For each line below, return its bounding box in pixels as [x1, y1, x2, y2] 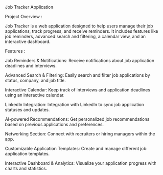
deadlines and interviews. [5, 63, 57, 68]
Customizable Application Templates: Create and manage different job [5, 146, 147, 151]
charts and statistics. [5, 166, 47, 171]
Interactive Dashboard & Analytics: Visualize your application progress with [5, 160, 157, 166]
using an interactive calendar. [5, 92, 65, 98]
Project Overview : [5, 14, 43, 19]
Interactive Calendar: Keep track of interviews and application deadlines [5, 87, 151, 92]
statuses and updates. [5, 107, 50, 112]
